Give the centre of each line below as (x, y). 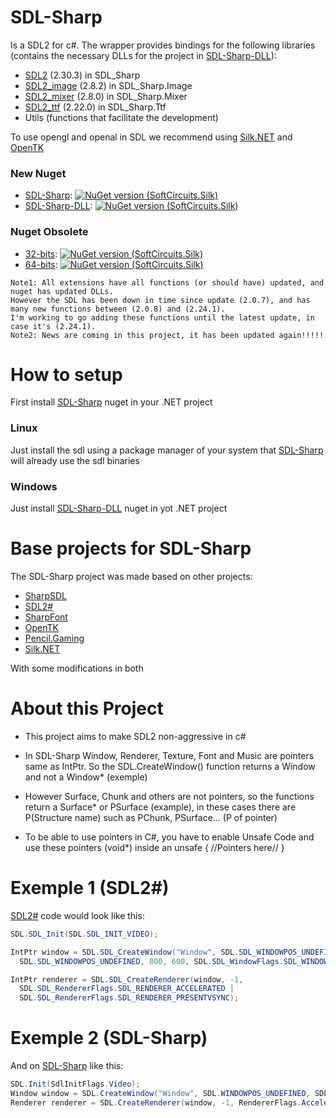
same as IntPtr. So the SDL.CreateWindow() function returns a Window (170, 766)
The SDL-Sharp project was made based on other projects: (131, 576)
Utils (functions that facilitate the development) (121, 117)
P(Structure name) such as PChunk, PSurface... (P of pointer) (151, 817)
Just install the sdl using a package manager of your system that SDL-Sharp (167, 450)
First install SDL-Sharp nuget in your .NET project (111, 402)
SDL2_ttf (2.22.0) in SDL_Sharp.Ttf (95, 107)
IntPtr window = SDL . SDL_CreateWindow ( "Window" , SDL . (125, 952)
